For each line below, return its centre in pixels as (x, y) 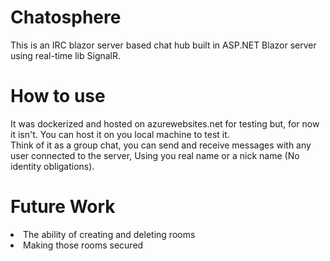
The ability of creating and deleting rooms (109, 234)
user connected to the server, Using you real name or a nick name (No (155, 155)
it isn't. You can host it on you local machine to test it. (120, 134)
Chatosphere (66, 17)
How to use (58, 96)
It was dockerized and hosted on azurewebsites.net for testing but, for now (165, 123)
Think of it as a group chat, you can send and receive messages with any (161, 145)
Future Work (63, 207)
